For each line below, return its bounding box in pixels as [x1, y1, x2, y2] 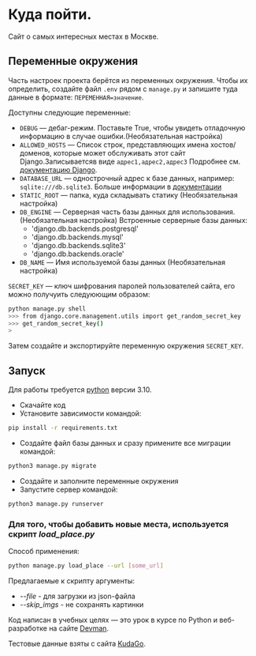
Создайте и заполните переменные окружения [19, 476, 179, 485]
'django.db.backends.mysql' [31, 232, 124, 242]
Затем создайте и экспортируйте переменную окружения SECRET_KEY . [8, 341, 244, 351]
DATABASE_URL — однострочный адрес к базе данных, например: [19, 173, 235, 183]
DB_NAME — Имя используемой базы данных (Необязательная [19, 257, 226, 266]
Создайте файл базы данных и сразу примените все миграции [19, 438, 231, 447]
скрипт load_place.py [8, 528, 95, 539]
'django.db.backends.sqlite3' [31, 240, 126, 250]
